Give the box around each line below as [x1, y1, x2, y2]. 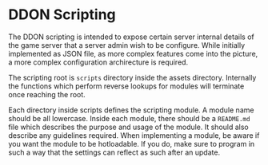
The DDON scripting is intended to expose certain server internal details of [8, 32, 254, 41]
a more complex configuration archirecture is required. [8, 57, 189, 67]
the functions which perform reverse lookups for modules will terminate [8, 81, 245, 91]
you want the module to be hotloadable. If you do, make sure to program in [8, 139, 255, 148]
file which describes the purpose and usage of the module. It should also [8, 122, 250, 132]
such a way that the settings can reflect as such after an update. [8, 147, 221, 157]
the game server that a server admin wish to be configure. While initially [8, 40, 246, 49]
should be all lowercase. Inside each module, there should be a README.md [8, 113, 250, 123]
